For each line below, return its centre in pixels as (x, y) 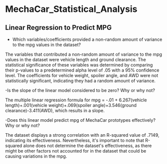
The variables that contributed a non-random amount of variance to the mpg (84, 54)
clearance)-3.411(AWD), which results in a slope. (55, 111)
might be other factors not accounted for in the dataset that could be (76, 151)
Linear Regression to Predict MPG (59, 28)
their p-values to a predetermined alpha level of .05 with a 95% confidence (82, 70)
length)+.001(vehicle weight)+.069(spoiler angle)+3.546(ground (71, 105)
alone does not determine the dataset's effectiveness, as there (87, 146)
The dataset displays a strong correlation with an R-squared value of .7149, (82, 135)
